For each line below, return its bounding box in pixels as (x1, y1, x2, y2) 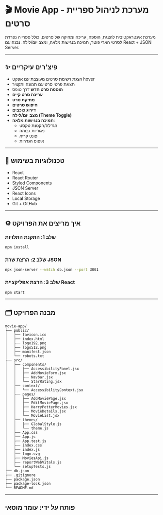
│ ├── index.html (5, 337, 45, 341)
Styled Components (12, 180, 52, 186)
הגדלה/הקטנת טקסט (19, 123, 58, 128)
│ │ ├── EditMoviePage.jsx (5, 400, 68, 406)
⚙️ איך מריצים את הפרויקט (5, 219, 81, 227)
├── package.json (5, 477, 40, 482)
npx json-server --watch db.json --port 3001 (5, 267, 98, 272)
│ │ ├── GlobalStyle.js (5, 422, 62, 426)
